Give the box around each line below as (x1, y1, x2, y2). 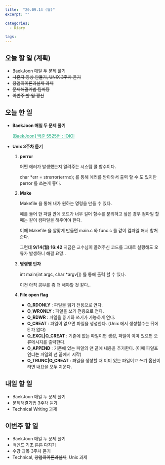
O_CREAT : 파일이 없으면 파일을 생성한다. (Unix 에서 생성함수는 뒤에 (27, 320, 159, 326)
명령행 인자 (19, 260, 41, 267)
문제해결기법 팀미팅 (12, 86, 50, 92)
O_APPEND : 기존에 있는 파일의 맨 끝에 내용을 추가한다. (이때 (27, 345, 145, 351)
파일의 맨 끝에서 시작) (40, 351, 82, 357)
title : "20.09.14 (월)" (5, 7, 55, 12)
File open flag (19, 292, 48, 297)
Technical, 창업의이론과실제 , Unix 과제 (12, 454, 87, 460)
